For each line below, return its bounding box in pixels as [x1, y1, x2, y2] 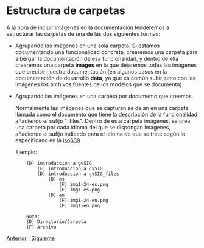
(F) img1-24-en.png [58, 197, 108, 204]
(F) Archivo [26, 224, 57, 230]
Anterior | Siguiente [6, 235, 55, 242]
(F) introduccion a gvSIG [37, 165, 103, 171]
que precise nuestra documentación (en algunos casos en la [15, 67, 167, 75]
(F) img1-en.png [58, 202, 100, 208]
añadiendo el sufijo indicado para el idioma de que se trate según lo [15, 130, 186, 137]
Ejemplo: [15, 148, 38, 156]
